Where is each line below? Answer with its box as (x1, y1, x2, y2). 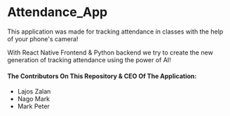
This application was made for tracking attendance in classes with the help (7, 27, 224, 36)
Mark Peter (17, 102, 50, 110)
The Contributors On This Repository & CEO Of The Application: (7, 71, 197, 80)
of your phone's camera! (7, 34, 79, 43)
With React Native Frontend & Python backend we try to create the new (7, 48, 214, 57)
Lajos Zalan (17, 87, 51, 96)
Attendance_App (7, 4, 108, 20)
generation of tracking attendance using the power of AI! (7, 55, 172, 64)
